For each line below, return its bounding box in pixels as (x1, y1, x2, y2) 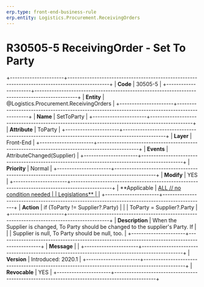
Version (6, 256, 27, 263)
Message (48, 242, 73, 250)
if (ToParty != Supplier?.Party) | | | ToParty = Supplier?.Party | (43, 204, 198, 211)
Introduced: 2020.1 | (31, 256, 82, 263)
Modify (164, 172, 183, 179)
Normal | (30, 165, 52, 172)
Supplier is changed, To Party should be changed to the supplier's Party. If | (6, 223, 197, 231)
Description (118, 217, 148, 224)
